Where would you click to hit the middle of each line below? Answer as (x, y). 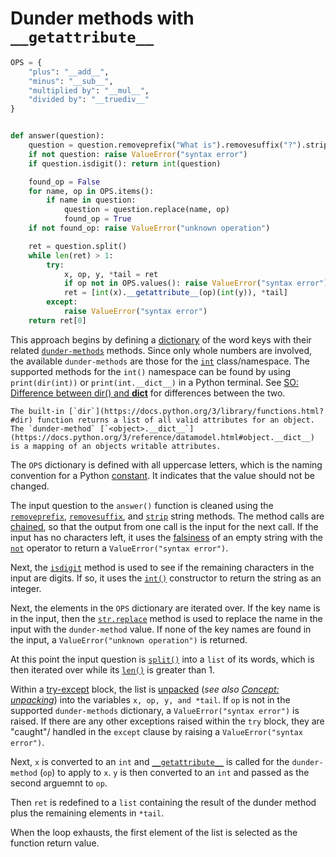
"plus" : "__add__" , (69, 72)
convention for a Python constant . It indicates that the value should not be (162, 475)
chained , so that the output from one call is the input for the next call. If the (164, 526)
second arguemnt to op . (59, 783)
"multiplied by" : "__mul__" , (89, 90)
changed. (30, 486)
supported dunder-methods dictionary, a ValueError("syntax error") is (155, 710)
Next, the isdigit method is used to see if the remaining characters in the (162, 567)
